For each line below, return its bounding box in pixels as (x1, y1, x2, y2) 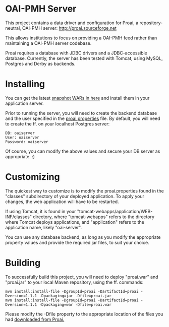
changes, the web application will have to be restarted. (5, 199, 120, 205)
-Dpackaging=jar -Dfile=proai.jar (39, 293, 112, 298)
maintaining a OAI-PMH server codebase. (5, 40, 92, 46)
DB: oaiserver (5, 130, 35, 136)
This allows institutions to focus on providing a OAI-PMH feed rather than (5, 35, 157, 41)
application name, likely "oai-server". (5, 224, 82, 230)
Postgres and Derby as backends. (5, 60, 76, 67)
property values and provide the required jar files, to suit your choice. (5, 239, 150, 245)
